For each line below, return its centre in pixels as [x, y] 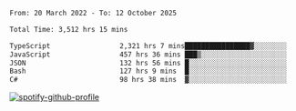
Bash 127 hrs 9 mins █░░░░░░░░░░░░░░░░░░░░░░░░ [148, 71]
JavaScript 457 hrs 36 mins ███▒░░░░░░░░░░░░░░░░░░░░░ [148, 55]
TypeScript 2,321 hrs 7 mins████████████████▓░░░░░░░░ [148, 45]
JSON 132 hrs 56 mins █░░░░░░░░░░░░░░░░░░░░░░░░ [148, 63]
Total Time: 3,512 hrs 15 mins [69, 29]
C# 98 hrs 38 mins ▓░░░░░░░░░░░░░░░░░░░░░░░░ [148, 80]
